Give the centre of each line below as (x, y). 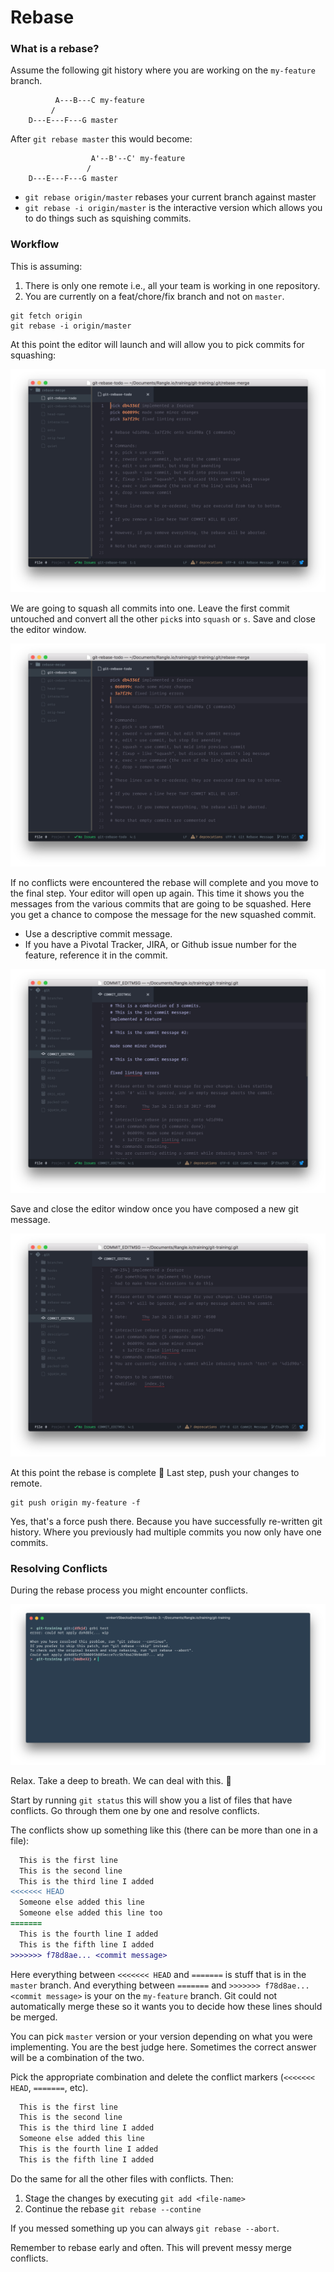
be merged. (34, 2017)
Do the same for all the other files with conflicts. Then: (122, 2178)
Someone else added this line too (91, 1913)
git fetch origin (46, 316)
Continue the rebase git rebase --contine (113, 2208)
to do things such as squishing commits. (108, 218)
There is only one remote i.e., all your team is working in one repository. (172, 285)
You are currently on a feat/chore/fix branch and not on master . (154, 296)
